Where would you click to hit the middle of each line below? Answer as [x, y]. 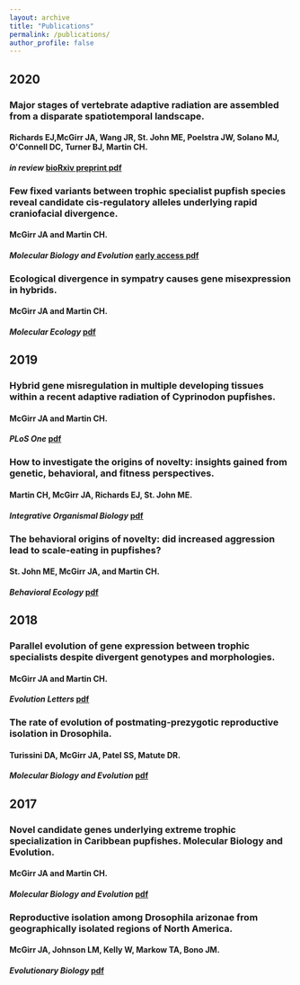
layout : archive [40, 18]
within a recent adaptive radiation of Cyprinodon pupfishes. [142, 397]
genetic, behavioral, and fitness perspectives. [112, 473]
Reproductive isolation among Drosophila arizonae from [134, 917]
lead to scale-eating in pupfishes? [85, 550]
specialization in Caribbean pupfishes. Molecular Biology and [146, 840]
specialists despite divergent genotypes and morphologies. [142, 657]
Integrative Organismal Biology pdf [76, 515]
